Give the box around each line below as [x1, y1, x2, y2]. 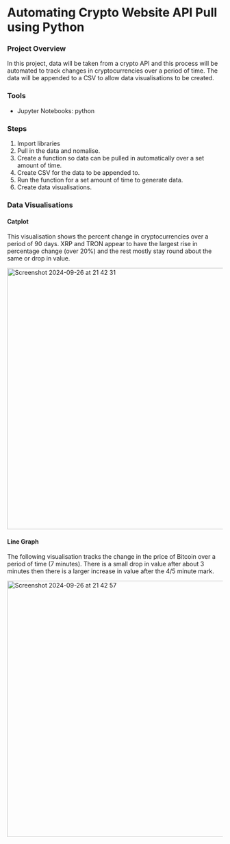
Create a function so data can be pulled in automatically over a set [16, 154, 204, 162]
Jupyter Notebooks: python [16, 106, 95, 114]
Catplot [7, 217, 29, 226]
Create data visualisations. [16, 183, 92, 191]
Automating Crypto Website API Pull [7, 5, 218, 21]
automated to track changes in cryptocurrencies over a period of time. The [7, 67, 218, 75]
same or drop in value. [7, 254, 71, 263]
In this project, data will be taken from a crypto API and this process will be [7, 60, 218, 68]
